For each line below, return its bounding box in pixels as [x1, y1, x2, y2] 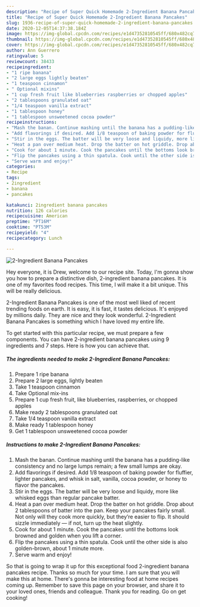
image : [6, 31, 23, 37]
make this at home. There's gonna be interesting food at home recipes [6, 575, 179, 582]
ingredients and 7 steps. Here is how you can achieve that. [6, 342, 150, 349]
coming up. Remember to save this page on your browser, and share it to [6, 581, 185, 589]
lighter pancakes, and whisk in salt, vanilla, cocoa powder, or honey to [14, 475, 187, 482]
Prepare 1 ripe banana [14, 370, 69, 378]
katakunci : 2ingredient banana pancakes [6, 202, 108, 208]
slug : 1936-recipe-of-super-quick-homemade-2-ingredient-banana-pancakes [6, 20, 193, 26]
